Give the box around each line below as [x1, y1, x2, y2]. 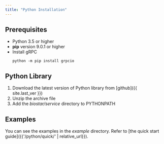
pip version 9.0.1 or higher [12, 44, 66, 50]
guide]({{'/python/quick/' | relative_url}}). [5, 134, 89, 140]
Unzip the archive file [12, 96, 56, 102]
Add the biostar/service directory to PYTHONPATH [12, 101, 116, 107]
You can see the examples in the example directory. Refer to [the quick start [5, 128, 159, 134]
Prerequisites [5, 26, 47, 34]
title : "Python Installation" [5, 7, 67, 12]
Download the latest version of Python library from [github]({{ [12, 85, 137, 91]
